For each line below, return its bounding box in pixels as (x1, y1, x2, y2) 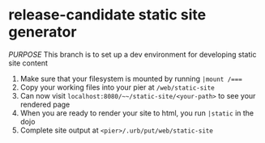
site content (8, 58, 49, 68)
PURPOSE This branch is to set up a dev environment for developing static (8, 49, 257, 59)
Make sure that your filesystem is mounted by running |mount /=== (19, 74, 243, 83)
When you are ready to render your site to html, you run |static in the (19, 107, 254, 118)
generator (8, 23, 77, 41)
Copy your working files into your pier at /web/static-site (19, 82, 215, 92)
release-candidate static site (8, 6, 207, 24)
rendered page (19, 99, 71, 109)
